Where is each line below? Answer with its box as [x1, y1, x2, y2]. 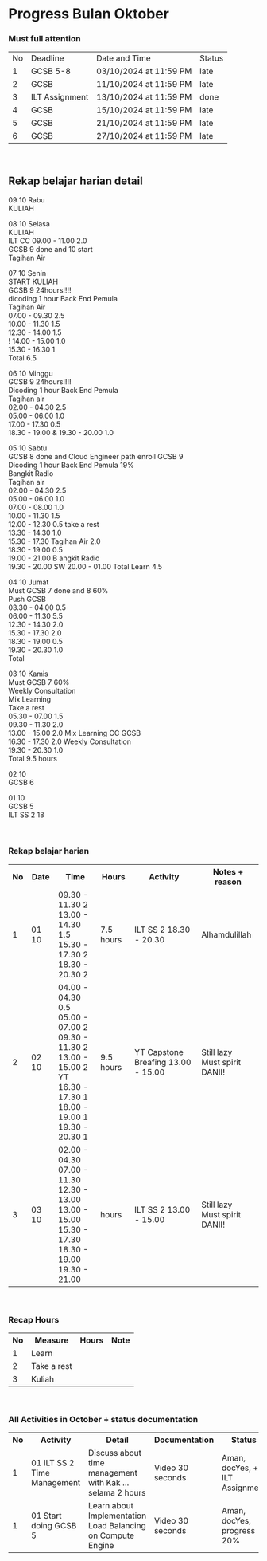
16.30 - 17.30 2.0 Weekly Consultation [8, 737, 131, 746]
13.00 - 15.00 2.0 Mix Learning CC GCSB [8, 729, 141, 738]
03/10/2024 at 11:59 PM [96, 65, 192, 77]
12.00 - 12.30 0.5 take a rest [8, 520, 99, 529]
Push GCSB [8, 595, 46, 604]
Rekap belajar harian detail [8, 174, 143, 187]
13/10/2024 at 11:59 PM [96, 92, 192, 103]
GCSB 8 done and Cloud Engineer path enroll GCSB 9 [8, 452, 184, 462]
